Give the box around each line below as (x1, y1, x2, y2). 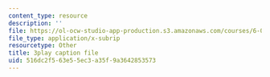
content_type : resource (8, 11, 88, 20)
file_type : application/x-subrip (8, 34, 121, 43)
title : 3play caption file (8, 49, 99, 57)
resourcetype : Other (8, 42, 78, 50)
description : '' (8, 19, 63, 27)
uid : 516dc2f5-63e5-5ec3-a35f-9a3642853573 (8, 57, 157, 65)
